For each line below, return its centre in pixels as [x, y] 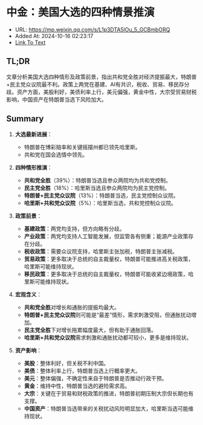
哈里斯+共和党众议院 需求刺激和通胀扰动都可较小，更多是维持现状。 [108, 337]
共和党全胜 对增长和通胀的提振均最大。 [72, 307]
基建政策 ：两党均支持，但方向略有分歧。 [74, 229]
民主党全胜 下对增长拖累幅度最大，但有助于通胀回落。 [90, 329]
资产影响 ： [28, 350]
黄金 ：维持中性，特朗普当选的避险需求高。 [77, 386]
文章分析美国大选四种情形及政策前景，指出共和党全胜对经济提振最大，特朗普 [101, 77]
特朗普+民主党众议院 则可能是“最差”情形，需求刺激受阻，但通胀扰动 [108, 314]
